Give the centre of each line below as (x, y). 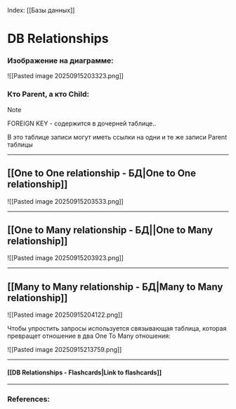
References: (29, 399)
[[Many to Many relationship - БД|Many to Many (115, 287)
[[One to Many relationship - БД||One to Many (110, 230)
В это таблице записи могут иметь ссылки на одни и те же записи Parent (117, 137)
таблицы (20, 145)
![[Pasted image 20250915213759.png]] (65, 350)
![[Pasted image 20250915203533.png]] (66, 201)
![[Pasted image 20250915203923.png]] (66, 258)
